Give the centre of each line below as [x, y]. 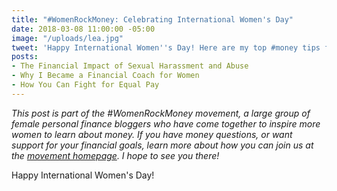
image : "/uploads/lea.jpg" [67, 38]
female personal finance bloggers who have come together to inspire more [166, 123]
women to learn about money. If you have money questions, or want [152, 134]
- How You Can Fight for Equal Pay [85, 85]
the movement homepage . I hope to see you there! [115, 155]
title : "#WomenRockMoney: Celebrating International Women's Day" [152, 19]
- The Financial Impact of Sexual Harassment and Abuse [130, 66]
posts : [25, 57]
